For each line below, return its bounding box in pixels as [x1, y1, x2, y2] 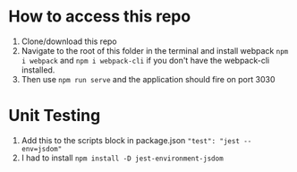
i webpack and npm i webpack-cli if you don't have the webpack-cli [21, 55, 270, 65]
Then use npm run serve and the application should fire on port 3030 [21, 73, 276, 84]
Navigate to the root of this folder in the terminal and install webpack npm [21, 45, 289, 56]
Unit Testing [8, 106, 101, 126]
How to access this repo [8, 6, 191, 27]
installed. [21, 64, 55, 75]
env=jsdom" [21, 144, 63, 153]
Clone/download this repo [21, 36, 117, 47]
